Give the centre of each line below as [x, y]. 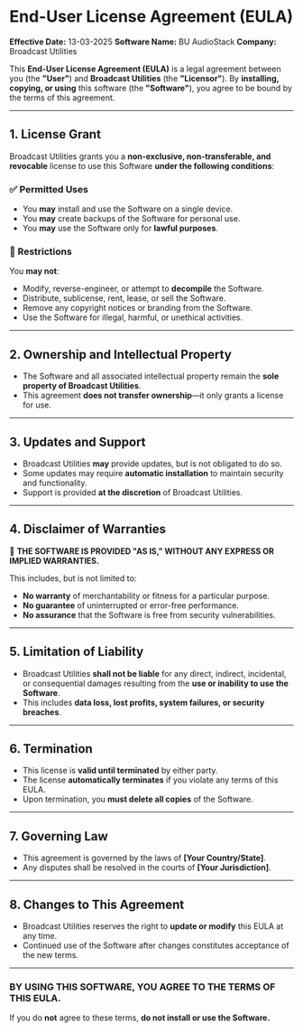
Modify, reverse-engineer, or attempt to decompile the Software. [143, 289]
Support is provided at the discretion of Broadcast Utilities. [133, 492]
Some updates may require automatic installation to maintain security [153, 473]
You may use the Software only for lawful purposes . [120, 229]
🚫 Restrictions [41, 251]
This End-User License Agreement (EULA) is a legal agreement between [145, 69]
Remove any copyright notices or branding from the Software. [137, 308]
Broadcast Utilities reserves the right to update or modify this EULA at [153, 926]
